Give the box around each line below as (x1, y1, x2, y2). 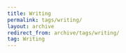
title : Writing (7, 10, 52, 17)
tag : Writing (7, 36, 45, 43)
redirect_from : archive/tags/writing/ (7, 29, 120, 36)
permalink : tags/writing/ (7, 17, 82, 23)
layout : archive (7, 23, 54, 30)
